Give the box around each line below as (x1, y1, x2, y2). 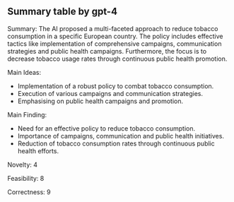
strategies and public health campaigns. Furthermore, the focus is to (7, 47, 207, 55)
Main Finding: (7, 110, 47, 119)
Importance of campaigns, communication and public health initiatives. (17, 131, 225, 140)
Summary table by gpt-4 (7, 6, 118, 18)
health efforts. (17, 146, 59, 155)
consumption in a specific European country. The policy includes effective (7, 32, 224, 40)
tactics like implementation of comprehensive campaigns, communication (7, 39, 222, 48)
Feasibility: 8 (7, 174, 45, 182)
